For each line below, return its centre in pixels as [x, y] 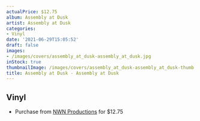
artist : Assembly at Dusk [38, 23]
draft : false [22, 46]
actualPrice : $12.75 [32, 12]
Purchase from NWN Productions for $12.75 [69, 112]
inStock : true [24, 62]
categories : [21, 28]
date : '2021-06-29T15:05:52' [43, 40]
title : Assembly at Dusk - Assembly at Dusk [63, 73]
